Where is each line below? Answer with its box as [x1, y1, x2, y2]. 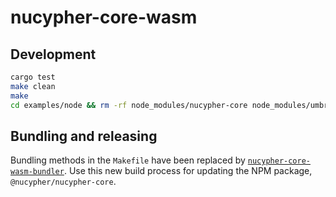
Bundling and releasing [10, 127, 158, 145]
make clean [10, 81, 56, 91]
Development [10, 46, 97, 63]
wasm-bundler [10, 167, 65, 177]
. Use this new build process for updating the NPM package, [63, 165, 313, 177]
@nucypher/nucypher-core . [10, 176, 117, 188]
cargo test [10, 72, 56, 82]
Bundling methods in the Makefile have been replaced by [10, 154, 246, 166]
